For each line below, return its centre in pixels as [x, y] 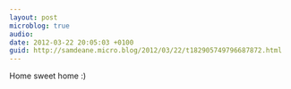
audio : [21, 34]
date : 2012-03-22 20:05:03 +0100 [72, 42]
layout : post [34, 17]
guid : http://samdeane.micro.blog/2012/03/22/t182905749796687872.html [145, 51]
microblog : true [39, 26]
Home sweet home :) [48, 76]
